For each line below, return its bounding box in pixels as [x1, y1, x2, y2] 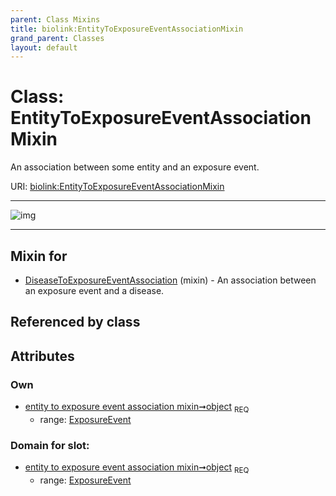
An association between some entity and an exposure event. [10, 161, 260, 173]
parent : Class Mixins [10, 14, 101, 25]
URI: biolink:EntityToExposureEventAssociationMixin [10, 181, 225, 193]
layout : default [10, 42, 78, 53]
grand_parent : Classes [10, 33, 105, 43]
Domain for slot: [10, 438, 90, 452]
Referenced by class [10, 314, 141, 331]
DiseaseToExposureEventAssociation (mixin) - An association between [24, 274, 317, 286]
